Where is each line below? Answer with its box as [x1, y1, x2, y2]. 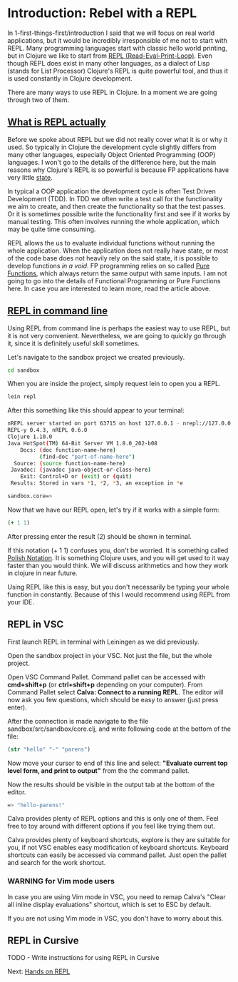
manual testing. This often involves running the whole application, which [7, 217, 219, 226]
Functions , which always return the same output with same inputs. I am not [7, 269, 227, 278]
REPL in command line [7, 305, 108, 317]
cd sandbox [7, 366, 40, 374]
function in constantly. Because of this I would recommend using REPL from [7, 590, 230, 599]
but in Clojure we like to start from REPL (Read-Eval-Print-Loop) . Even [7, 51, 212, 60]
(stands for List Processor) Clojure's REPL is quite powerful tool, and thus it [7, 66, 228, 75]
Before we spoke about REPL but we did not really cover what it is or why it [7, 135, 228, 143]
